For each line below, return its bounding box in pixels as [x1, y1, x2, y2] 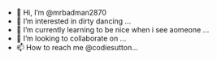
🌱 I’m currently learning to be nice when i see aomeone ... [15, 25, 210, 34]
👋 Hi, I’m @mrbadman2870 [15, 8, 107, 17]
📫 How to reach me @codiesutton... [15, 43, 138, 52]
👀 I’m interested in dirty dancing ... [15, 16, 132, 26]
